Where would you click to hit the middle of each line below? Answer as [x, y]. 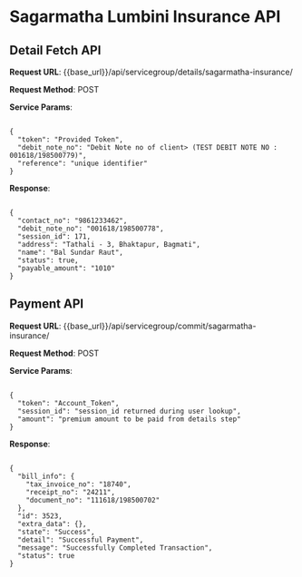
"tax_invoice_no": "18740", [78, 484]
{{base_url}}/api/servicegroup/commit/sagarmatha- [160, 326]
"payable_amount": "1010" [67, 269]
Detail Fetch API [55, 50]
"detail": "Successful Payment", [81, 540]
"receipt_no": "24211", [71, 492]
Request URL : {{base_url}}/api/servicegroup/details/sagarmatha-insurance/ [151, 72]
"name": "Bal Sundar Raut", [71, 252]
